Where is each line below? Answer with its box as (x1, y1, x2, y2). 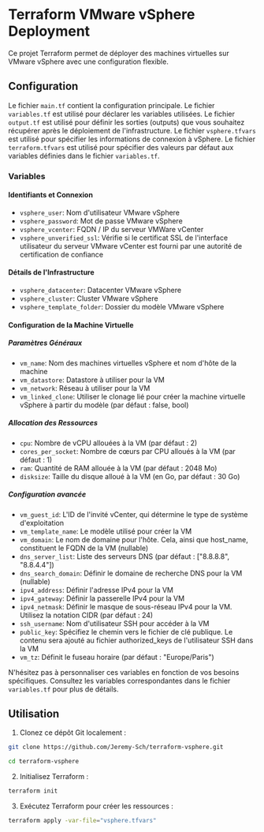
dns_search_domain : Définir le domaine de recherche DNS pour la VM (19, 568, 243, 578)
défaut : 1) (19, 455, 53, 464)
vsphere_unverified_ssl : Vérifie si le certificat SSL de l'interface (19, 233, 229, 242)
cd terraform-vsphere (8, 758, 80, 766)
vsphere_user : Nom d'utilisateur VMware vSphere (19, 208, 180, 217)
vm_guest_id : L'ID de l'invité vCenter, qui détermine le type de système (19, 509, 248, 519)
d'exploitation (19, 518, 65, 527)
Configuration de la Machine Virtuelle (8, 320, 134, 329)
